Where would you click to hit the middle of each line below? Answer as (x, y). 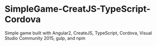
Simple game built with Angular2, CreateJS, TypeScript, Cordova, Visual (78, 33)
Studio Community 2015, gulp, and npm (45, 38)
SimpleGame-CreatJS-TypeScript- (78, 9)
